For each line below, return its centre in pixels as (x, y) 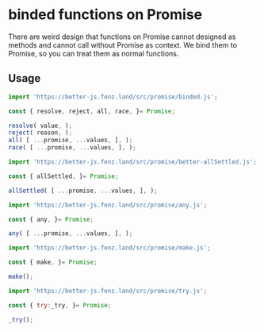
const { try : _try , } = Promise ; (60, 305)
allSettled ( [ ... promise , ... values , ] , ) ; (83, 191)
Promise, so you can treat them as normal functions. (94, 53)
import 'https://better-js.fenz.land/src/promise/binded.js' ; (113, 97)
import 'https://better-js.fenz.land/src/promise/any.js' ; (108, 205)
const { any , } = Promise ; (51, 219)
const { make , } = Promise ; (53, 263)
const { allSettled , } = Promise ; (63, 176)
